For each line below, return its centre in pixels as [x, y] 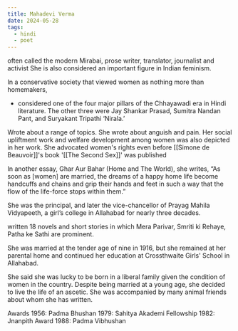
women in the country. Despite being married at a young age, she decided [117, 285]
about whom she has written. [50, 300]
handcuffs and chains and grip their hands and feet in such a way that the [116, 184]
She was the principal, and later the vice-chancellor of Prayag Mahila [109, 205]
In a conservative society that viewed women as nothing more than [106, 82]
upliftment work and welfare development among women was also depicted [119, 140]
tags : [15, 27]
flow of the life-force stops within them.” [67, 191]
